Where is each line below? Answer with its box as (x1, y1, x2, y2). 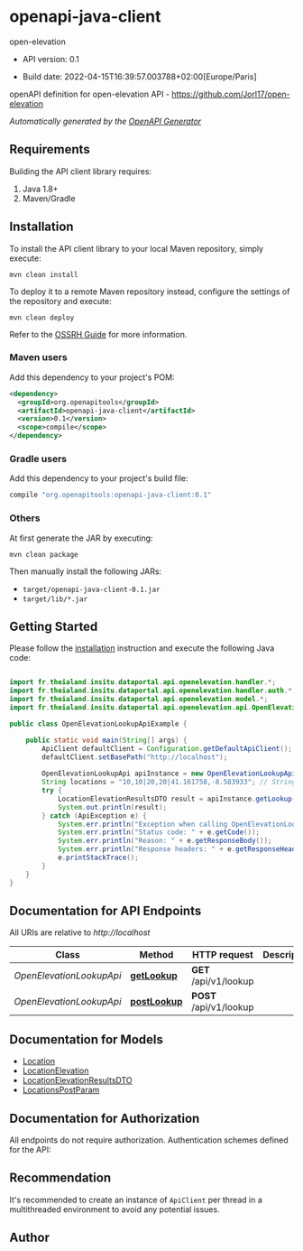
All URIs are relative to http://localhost (9, 927, 151, 938)
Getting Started (9, 618, 98, 634)
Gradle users (9, 453, 68, 466)
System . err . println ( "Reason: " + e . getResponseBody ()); (57, 837, 272, 846)
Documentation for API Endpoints (9, 903, 202, 918)
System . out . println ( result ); (57, 802, 168, 811)
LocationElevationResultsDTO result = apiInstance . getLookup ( (57, 794, 297, 803)
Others (9, 512, 41, 524)
